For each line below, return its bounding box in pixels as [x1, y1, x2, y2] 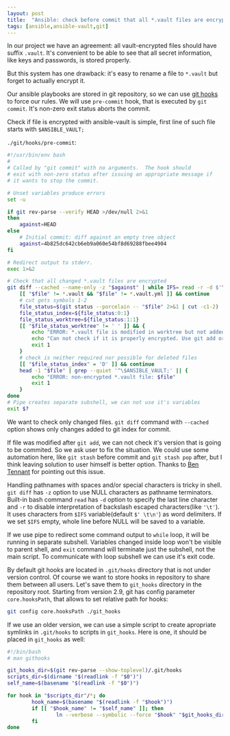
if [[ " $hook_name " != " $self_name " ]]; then [31, 704, 164, 712]
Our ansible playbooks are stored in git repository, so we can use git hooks [7, 90, 218, 98]
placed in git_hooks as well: [7, 635, 86, 643]
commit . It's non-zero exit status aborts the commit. [7, 104, 151, 113]
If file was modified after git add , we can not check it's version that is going [7, 438, 221, 447]
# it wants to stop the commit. [7, 177, 99, 184]
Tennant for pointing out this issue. [7, 467, 105, 475]
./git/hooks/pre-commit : [7, 139, 77, 147]
